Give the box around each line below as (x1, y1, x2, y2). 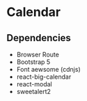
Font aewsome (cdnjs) (16, 65, 81, 73)
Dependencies (6, 32, 71, 44)
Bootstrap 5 (16, 58, 51, 66)
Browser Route (16, 50, 60, 59)
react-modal (16, 80, 53, 88)
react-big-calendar (16, 72, 72, 81)
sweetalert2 (16, 88, 52, 95)
